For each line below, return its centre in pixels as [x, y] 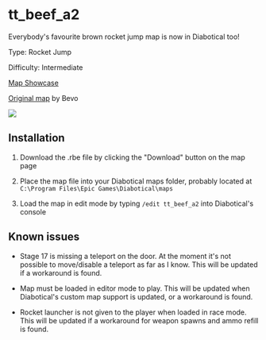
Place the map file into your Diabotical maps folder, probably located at [136, 181]
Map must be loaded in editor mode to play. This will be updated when [135, 288]
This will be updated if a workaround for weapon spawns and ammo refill [139, 320]
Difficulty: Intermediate [46, 67]
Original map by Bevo [43, 98]
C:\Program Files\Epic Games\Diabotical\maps [96, 188]
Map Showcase [34, 83]
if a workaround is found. [61, 272]
